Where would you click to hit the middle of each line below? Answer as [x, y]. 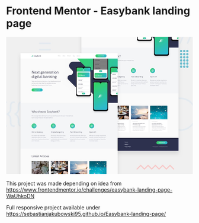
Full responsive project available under [53, 207]
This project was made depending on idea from [64, 183]
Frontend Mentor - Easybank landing [98, 11]
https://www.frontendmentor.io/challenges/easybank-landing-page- [89, 189]
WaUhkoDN [20, 196]
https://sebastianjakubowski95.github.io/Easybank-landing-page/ [86, 214]
